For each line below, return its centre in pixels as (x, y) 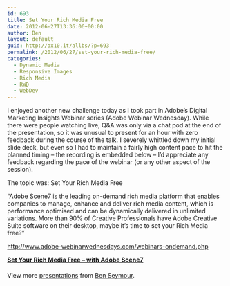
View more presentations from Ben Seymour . (71, 276)
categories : (24, 59)
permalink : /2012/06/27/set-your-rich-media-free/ (82, 53)
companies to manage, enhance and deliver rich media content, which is (111, 204)
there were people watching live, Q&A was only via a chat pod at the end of (114, 125)
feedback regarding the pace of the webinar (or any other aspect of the (109, 162)
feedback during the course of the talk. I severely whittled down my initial (112, 140)
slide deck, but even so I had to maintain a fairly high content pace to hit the (115, 148)
